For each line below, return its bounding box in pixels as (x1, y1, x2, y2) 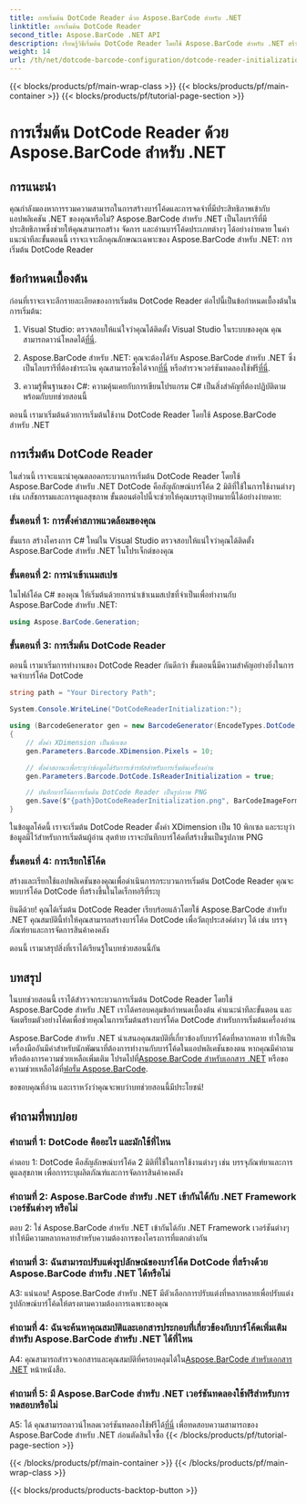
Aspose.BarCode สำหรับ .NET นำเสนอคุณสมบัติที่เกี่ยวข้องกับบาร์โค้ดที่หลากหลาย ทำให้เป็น (9, 1033, 296, 1044)
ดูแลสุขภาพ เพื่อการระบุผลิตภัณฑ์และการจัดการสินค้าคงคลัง (9, 1167, 184, 1178)
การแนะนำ (9, 179, 56, 194)
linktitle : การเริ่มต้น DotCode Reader (9, 22, 141, 31)
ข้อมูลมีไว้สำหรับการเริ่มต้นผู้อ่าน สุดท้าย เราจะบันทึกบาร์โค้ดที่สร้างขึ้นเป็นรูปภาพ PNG (9, 832, 264, 843)
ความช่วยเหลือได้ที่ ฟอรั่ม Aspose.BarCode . (9, 1063, 148, 1075)
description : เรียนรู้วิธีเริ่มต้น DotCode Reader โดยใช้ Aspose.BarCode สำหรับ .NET (9, 38, 285, 48)
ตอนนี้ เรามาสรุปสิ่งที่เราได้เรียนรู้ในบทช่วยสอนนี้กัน (9, 943, 161, 954)
